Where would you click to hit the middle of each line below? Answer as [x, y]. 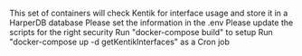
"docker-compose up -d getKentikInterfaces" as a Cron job [120, 42]
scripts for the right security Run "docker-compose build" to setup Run [141, 32]
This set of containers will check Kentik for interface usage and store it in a [149, 13]
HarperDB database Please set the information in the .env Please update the [151, 23]
